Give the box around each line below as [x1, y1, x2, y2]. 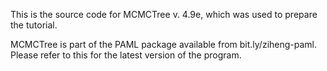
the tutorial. [10, 19, 58, 31]
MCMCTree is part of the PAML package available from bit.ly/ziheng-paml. [10, 39, 318, 50]
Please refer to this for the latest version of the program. [10, 49, 242, 61]
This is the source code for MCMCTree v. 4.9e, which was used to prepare [10, 9, 318, 20]
